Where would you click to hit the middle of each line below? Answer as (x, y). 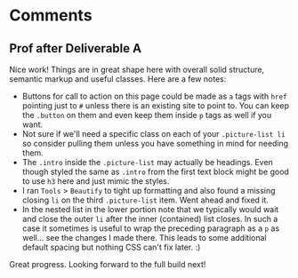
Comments (51, 16)
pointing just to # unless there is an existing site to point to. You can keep (156, 106)
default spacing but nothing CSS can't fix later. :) (111, 247)
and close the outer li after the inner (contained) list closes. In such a (150, 219)
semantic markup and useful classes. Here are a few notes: (118, 79)
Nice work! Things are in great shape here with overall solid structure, (137, 69)
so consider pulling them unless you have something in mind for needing (155, 143)
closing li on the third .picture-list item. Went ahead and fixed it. (145, 200)
